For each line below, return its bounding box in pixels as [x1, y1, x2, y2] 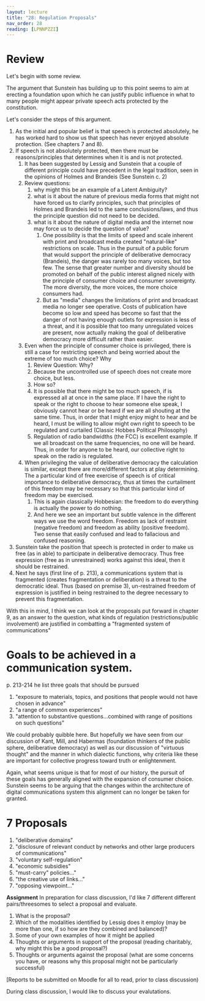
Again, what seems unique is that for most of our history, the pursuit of [6, 769, 185, 777]
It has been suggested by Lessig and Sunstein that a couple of [24, 160, 182, 168]
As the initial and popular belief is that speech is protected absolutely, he [15, 128, 199, 135]
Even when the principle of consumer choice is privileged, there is [24, 342, 192, 349]
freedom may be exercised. [24, 492, 94, 499]
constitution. [6, 104, 38, 111]
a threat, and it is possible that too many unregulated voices [42, 322, 194, 330]
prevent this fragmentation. [15, 596, 84, 603]
